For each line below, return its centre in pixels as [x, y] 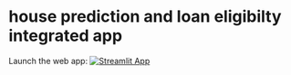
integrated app [66, 36]
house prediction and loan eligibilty [145, 17]
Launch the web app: [48, 61]
